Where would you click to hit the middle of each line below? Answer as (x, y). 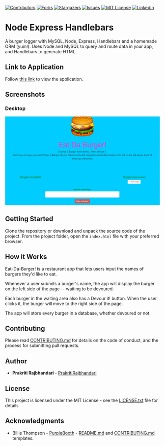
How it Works (26, 257)
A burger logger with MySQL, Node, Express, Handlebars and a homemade (81, 41)
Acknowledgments (35, 421)
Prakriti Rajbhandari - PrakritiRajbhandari (54, 373)
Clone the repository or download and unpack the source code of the (75, 231)
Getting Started (29, 219)
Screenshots (25, 94)
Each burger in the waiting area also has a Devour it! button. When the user (81, 298)
